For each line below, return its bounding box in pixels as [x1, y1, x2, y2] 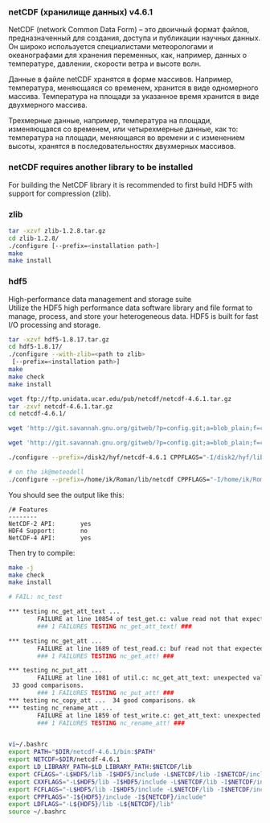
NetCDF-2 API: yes [8, 519, 92, 527]
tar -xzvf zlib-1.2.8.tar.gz [8, 226, 106, 235]
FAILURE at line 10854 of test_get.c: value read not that [37, 615, 239, 623]
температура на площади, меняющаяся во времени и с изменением [8, 133, 245, 143]
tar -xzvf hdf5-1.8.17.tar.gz [8, 335, 110, 344]
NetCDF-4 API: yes [8, 534, 92, 542]
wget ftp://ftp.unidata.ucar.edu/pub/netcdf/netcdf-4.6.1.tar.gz [8, 395, 231, 403]
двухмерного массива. [8, 100, 88, 110]
